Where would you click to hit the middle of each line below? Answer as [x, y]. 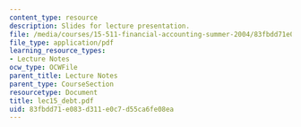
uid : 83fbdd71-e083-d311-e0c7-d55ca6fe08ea [92, 109]
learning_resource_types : [57, 51]
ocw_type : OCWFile [43, 68]
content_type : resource [54, 17]
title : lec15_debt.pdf [52, 101]
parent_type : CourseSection [62, 84]
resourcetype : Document [54, 92]
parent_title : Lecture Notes [64, 76]
